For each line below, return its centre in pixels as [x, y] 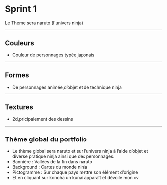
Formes [17, 75]
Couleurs [20, 43]
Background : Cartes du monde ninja [50, 167]
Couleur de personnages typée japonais [53, 55]
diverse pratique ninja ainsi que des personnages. [63, 156]
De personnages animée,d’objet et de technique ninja [67, 87]
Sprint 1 [21, 9]
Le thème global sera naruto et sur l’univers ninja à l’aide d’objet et [80, 151]
